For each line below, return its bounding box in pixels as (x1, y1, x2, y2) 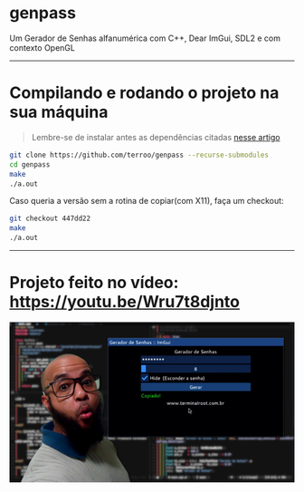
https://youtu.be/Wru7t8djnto (9, 292, 240, 313)
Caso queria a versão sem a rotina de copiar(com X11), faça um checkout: (9, 196, 284, 207)
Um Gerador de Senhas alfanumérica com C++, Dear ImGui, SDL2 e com (9, 33, 281, 43)
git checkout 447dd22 (9, 214, 91, 224)
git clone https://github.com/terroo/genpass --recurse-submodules (9, 150, 270, 159)
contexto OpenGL (9, 42, 75, 53)
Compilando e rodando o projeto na (9, 82, 280, 103)
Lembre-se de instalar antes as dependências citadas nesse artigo (31, 131, 280, 142)
